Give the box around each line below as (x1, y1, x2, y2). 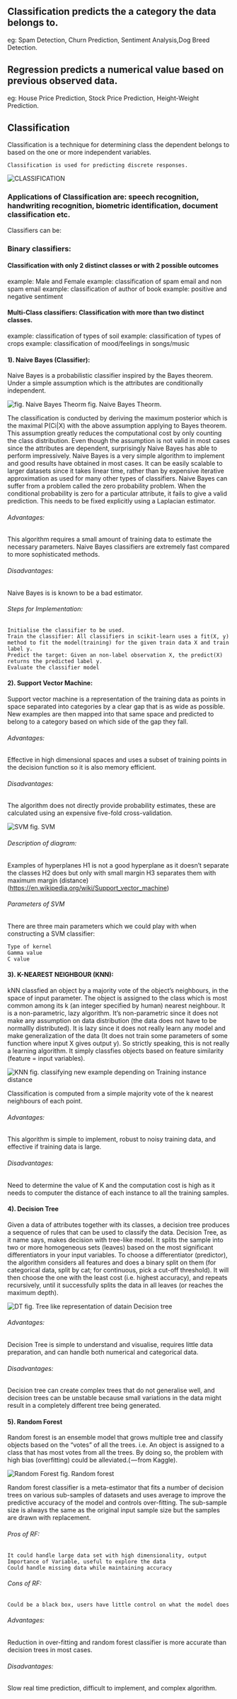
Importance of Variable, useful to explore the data (7, 1558, 166, 1565)
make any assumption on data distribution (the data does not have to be (7, 1017, 217, 1025)
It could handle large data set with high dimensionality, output (7, 1551, 207, 1559)
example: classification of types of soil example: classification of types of (7, 332, 221, 340)
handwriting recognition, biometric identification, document (7, 201, 219, 211)
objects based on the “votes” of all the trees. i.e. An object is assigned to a (7, 1441, 225, 1449)
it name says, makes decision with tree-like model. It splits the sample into (7, 1235, 224, 1244)
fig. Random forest (59, 1470, 115, 1478)
